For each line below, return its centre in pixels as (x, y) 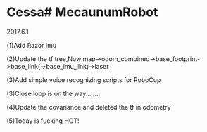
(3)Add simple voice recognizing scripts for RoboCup (84, 80)
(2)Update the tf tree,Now (44, 59)
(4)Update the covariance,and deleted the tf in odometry (89, 107)
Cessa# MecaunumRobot (82, 12)
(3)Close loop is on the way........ (53, 93)
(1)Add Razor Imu (32, 45)
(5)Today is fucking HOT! (43, 121)
